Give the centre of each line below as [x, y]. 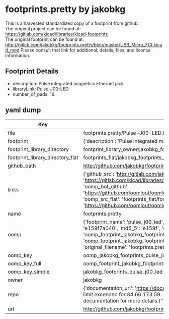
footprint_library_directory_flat [43, 157]
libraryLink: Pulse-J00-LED [40, 89]
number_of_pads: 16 [33, 94]
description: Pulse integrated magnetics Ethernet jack [68, 83]
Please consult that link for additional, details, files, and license [86, 50]
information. [18, 55]
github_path [22, 166]
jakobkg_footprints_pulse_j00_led [122, 272]
